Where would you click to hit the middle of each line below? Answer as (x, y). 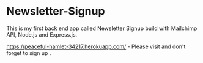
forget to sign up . (29, 53)
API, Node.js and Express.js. (42, 34)
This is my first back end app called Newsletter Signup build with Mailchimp (102, 28)
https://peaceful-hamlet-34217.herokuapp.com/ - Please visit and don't (96, 46)
